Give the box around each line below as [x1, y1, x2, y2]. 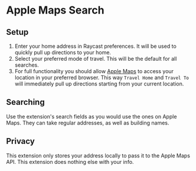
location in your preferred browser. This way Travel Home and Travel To [14, 74, 189, 81]
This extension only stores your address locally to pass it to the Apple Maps [6, 152, 191, 159]
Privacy [6, 136, 35, 146]
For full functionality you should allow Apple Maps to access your [14, 68, 174, 74]
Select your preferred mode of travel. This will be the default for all [14, 55, 177, 62]
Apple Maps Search [6, 4, 104, 17]
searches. [14, 61, 40, 68]
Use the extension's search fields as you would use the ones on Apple [6, 113, 177, 120]
